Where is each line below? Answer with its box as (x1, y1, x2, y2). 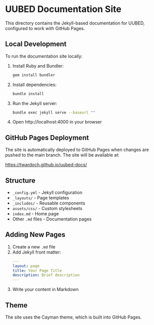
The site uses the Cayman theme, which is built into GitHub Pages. (5, 314, 142, 320)
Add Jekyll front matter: (12, 249, 61, 255)
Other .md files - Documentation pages (12, 216, 92, 222)
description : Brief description (12, 272, 80, 278)
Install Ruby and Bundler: (12, 62, 64, 68)
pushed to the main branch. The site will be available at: (5, 152, 120, 158)
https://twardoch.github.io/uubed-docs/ (5, 161, 87, 168)
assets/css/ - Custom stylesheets (12, 205, 83, 211)
